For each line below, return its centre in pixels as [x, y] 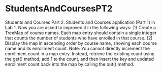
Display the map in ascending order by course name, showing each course [81, 43]
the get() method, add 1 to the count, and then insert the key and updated [80, 59]
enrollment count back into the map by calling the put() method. [70, 64]
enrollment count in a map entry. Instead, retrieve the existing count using [80, 54]
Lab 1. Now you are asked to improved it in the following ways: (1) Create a [81, 27]
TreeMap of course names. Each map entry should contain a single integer [81, 33]
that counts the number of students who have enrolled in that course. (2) [79, 38]
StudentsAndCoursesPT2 [59, 9]
